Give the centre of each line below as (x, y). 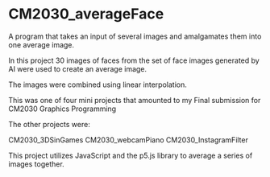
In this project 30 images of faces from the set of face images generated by (134, 60)
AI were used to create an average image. (78, 68)
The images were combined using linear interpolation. (98, 84)
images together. (36, 164)
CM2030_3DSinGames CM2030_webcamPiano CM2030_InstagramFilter (128, 140)
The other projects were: (49, 124)
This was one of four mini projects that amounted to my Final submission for (135, 100)
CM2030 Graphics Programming (62, 109)
